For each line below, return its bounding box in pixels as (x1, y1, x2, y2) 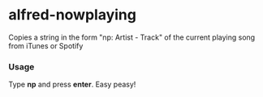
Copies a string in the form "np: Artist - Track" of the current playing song (8, 32, 256, 42)
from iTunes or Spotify (8, 40, 84, 50)
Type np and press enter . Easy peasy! (8, 79, 136, 90)
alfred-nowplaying (8, 6, 136, 24)
